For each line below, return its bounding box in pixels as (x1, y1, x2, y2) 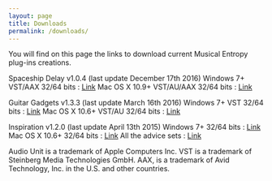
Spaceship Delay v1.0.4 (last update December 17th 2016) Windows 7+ (8, 74, 245, 84)
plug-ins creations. (8, 58, 71, 67)
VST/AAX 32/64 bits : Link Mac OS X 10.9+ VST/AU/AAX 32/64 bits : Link (8, 82, 253, 92)
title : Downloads (8, 19, 67, 28)
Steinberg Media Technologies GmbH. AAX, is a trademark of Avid (8, 155, 230, 165)
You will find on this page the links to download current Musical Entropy (8, 50, 248, 59)
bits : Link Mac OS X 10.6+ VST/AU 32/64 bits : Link (8, 106, 181, 116)
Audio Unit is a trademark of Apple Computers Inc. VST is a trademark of (8, 147, 253, 157)
